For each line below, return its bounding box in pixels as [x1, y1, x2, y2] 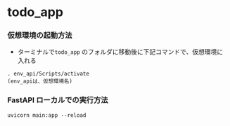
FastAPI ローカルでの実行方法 [7, 95, 108, 105]
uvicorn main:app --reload [7, 111, 87, 119]
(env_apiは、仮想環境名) [7, 78, 72, 85]
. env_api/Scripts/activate [7, 71, 90, 78]
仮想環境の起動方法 [7, 31, 72, 41]
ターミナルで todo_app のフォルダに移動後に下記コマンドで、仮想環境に [17, 48, 224, 56]
